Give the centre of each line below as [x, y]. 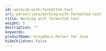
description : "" [21, 28]
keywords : [15, 32]
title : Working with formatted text [42, 18]
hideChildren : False [26, 41]
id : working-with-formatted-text [39, 9]
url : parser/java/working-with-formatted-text [53, 14]
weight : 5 [15, 23]
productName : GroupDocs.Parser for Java [47, 37]
